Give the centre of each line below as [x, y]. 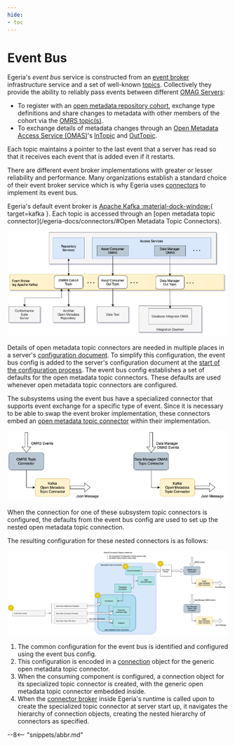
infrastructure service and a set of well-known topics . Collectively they [109, 85]
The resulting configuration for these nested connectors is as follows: [108, 541]
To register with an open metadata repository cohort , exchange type [116, 106]
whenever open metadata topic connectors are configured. [93, 385]
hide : [15, 15]
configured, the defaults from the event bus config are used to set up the [113, 520]
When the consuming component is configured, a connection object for [121, 676]
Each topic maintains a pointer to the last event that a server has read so [112, 149]
